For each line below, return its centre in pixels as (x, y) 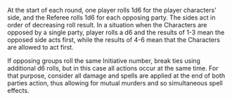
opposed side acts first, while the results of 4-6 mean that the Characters (114, 40)
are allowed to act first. (40, 47)
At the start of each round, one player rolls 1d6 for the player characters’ (112, 10)
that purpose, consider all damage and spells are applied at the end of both (116, 76)
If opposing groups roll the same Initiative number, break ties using (104, 61)
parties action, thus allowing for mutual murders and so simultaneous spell (115, 83)
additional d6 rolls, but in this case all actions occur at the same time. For (113, 68)
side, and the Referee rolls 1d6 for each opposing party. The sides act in (111, 17)
